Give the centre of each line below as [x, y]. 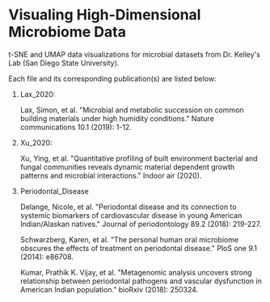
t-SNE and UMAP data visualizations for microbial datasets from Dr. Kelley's [135, 54]
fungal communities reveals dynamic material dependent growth [127, 166]
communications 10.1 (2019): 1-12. [76, 127]
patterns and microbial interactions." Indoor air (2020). [111, 175]
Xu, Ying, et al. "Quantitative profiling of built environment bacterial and [139, 158]
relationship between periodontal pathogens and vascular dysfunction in [141, 281]
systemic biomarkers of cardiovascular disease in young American [131, 215]
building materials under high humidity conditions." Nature [117, 118]
